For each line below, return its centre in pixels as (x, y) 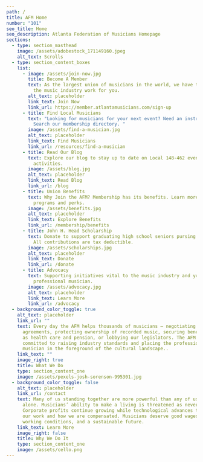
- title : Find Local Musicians (62, 113)
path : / (16, 12)
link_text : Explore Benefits (65, 220)
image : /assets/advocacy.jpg (65, 287)
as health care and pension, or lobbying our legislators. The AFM (109, 338)
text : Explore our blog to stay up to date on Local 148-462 (107, 158)
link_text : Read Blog (55, 181)
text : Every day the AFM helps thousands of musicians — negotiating (107, 326)
